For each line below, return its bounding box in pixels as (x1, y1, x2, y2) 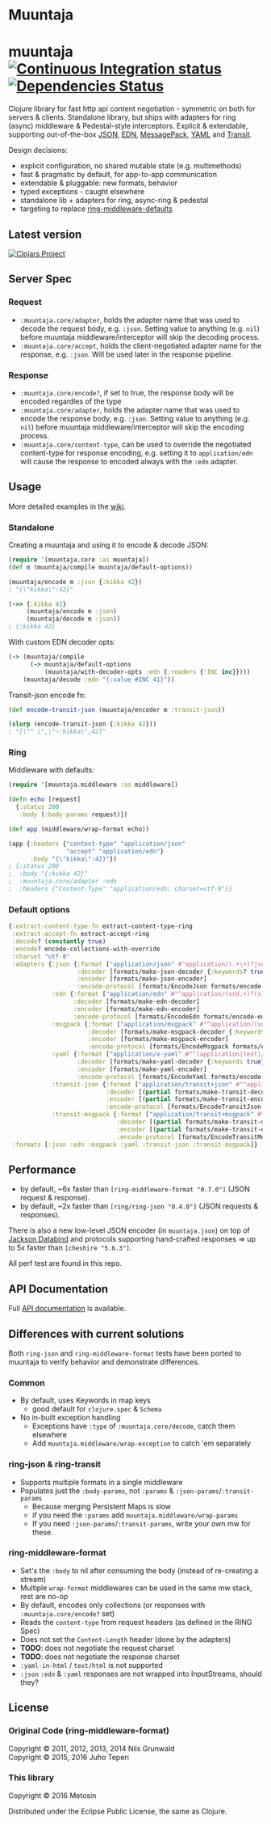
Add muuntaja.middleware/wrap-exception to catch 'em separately (31, 1438, 252, 1449)
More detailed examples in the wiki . (8, 501, 127, 511)
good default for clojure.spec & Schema (31, 1404, 162, 1414)
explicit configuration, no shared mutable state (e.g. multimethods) (19, 161, 242, 171)
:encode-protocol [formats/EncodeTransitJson (106, 1102, 262, 1111)
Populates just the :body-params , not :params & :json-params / (19, 1486, 222, 1496)
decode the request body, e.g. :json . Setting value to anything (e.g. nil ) (19, 324, 261, 333)
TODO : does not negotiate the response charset (19, 1652, 180, 1661)
